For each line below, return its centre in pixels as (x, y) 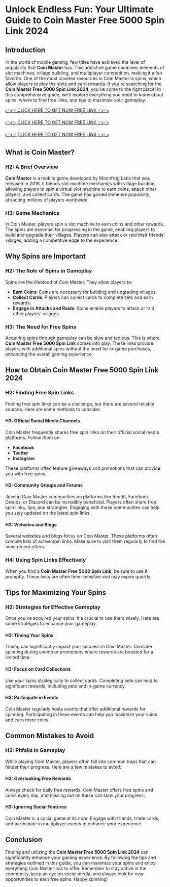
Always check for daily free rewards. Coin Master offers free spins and (79, 790)
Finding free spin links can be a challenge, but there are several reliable (80, 403)
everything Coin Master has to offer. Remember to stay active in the (76, 868)
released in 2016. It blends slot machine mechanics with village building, (81, 183)
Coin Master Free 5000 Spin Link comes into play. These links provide (79, 343)
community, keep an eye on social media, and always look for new (74, 874)
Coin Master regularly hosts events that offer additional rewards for (75, 709)
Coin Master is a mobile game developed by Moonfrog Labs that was (78, 178)
